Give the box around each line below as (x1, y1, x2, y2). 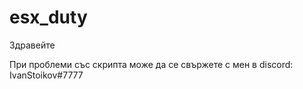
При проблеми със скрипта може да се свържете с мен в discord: (9, 58, 294, 70)
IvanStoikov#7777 (9, 69, 84, 81)
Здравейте (9, 39, 56, 51)
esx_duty (9, 6, 88, 29)
